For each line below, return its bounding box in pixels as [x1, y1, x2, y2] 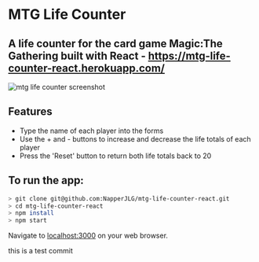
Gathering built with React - [8, 49, 147, 62]
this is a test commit [8, 246, 73, 256]
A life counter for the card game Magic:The [8, 37, 224, 50]
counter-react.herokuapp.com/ [8, 61, 165, 75]
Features [8, 105, 53, 119]
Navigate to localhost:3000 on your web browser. [8, 231, 169, 241]
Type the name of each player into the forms [19, 126, 164, 135]
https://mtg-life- [148, 49, 232, 62]
